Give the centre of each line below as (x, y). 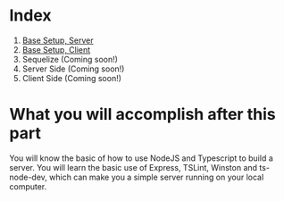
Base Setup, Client (56, 49)
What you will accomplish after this (142, 115)
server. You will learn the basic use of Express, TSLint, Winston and (133, 167)
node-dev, (28, 177)
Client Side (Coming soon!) (72, 78)
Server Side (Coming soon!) (73, 69)
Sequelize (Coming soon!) (70, 59)
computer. (28, 186)
